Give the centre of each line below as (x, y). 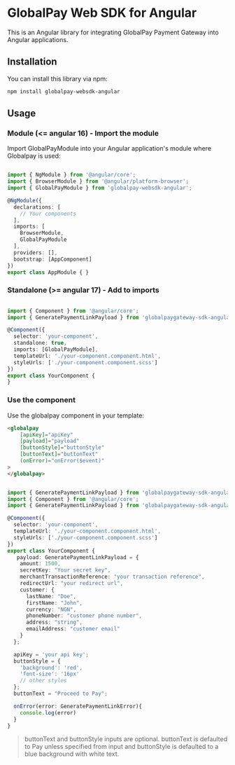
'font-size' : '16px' (50, 674)
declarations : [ (37, 207)
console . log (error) (48, 712)
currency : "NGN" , (51, 609)
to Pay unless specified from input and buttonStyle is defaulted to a (121, 747)
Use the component (41, 400)
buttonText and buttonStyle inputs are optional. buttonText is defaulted (126, 739)
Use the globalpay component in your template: (76, 415)
